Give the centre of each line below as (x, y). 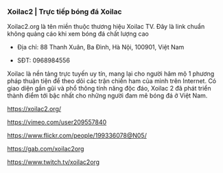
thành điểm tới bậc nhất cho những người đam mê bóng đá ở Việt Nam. (107, 95)
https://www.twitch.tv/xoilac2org (54, 162)
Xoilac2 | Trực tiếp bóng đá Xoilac (64, 12)
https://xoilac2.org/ (34, 109)
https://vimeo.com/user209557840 (57, 122)
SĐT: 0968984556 (44, 60)
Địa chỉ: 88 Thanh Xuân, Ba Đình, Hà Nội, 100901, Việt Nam (101, 47)
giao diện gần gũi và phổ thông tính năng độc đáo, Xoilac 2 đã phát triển (109, 89)
